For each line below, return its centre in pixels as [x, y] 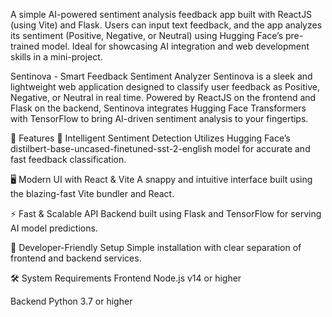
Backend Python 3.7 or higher [71, 301]
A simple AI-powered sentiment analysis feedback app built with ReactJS [161, 14]
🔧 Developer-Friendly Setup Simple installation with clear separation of [156, 247]
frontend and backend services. [76, 258]
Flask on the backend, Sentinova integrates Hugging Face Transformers [158, 108]
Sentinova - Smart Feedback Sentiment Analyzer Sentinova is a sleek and [161, 76]
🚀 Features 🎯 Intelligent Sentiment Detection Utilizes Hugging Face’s [150, 138]
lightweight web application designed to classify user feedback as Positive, [165, 87]
